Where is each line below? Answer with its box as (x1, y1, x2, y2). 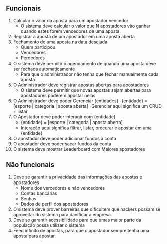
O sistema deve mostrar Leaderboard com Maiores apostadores (13, 146, 145, 152)
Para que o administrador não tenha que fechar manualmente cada (20, 71, 159, 77)
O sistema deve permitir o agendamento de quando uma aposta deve (13, 60, 156, 66)
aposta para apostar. (13, 233, 56, 239)
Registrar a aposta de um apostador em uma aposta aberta (13, 33, 135, 39)
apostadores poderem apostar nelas (20, 92, 96, 98)
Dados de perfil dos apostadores (20, 201, 89, 207)
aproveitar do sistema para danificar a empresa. (13, 211, 112, 217)
